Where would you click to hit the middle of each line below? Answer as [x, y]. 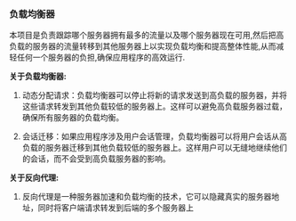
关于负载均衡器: [38, 77]
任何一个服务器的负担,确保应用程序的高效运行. [101, 57]
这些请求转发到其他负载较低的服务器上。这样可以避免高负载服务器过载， [154, 106]
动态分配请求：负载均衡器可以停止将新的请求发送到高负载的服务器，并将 [154, 95]
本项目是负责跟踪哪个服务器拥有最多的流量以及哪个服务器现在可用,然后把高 [147, 35]
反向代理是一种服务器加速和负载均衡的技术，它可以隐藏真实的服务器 [147, 197]
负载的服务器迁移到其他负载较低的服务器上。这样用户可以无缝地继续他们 [154, 148]
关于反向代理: [34, 178]
